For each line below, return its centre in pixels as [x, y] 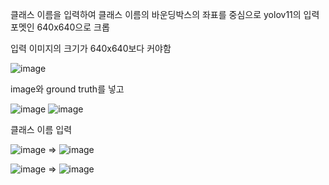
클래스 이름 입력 [41, 129]
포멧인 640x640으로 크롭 [60, 27]
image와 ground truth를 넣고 [67, 89]
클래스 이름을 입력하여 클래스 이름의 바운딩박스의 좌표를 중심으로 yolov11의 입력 [165, 14]
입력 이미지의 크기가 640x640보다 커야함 [91, 48]
